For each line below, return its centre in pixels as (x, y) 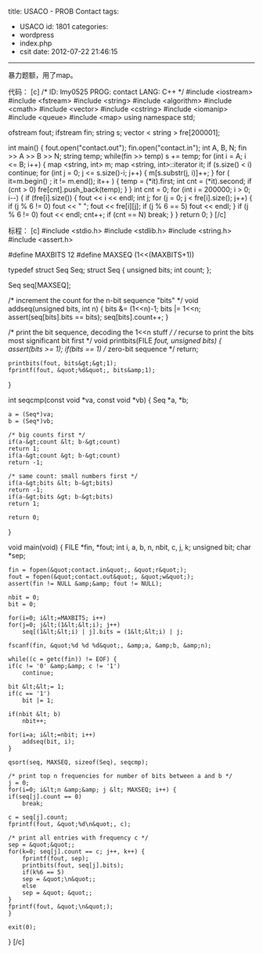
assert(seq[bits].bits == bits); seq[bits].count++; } (88, 317)
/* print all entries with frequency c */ (78, 838)
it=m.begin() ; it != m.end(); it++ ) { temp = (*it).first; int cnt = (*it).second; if (130, 181)
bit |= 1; (38, 700)
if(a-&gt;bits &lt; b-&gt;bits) (61, 483)
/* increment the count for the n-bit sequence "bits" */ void (103, 300)
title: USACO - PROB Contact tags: (64, 11)
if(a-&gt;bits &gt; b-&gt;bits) (61, 497)
